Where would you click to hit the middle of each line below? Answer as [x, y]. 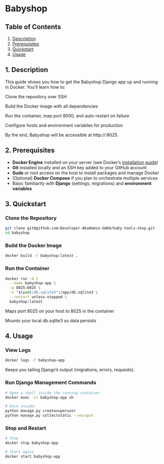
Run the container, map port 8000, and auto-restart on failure [67, 116]
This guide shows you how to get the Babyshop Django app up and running [82, 81]
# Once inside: [21, 406]
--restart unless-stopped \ [38, 297]
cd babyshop [17, 233]
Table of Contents [33, 27]
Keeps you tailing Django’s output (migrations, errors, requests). [70, 370]
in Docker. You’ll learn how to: [35, 87]
